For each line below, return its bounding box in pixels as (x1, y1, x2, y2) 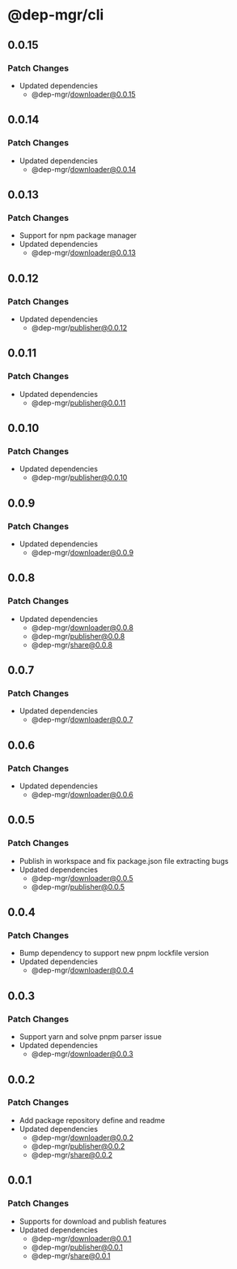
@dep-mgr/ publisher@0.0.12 (31, 322, 128, 332)
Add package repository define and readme (19, 1115, 165, 1125)
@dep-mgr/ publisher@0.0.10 (31, 473, 128, 482)
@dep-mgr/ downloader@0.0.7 (31, 714, 133, 724)
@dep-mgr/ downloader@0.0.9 (31, 548, 134, 557)
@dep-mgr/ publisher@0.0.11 (31, 398, 126, 408)
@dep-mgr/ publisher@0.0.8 (31, 631, 125, 641)
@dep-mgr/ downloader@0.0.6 (31, 790, 134, 800)
